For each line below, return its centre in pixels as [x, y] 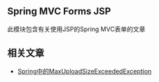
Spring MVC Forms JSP [59, 11]
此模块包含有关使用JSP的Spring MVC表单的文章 [76, 29]
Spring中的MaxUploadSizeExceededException [84, 71]
